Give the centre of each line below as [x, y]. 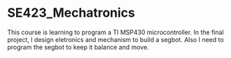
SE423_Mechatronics [71, 13]
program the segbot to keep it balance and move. [78, 47]
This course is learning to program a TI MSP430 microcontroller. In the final [116, 32]
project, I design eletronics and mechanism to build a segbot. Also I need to [116, 39]
